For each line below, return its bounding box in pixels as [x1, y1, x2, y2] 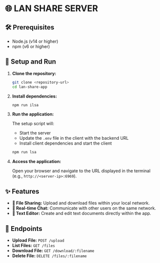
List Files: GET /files [12, 242, 55, 248]
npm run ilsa [12, 102, 39, 107]
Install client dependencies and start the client [19, 140, 112, 146]
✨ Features [5, 187, 39, 196]
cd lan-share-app [12, 84, 48, 89]
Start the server [19, 130, 51, 136]
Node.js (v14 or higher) [12, 38, 58, 44]
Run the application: [12, 111, 54, 117]
